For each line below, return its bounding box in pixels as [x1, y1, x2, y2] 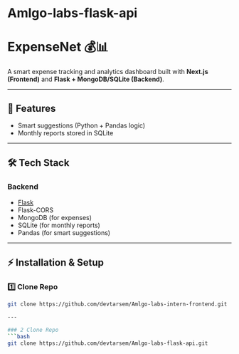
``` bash [7, 333, 31, 340]
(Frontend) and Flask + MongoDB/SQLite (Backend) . [7, 75, 165, 83]
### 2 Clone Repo [7, 326, 59, 334]
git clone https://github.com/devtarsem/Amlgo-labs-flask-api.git [7, 340, 208, 347]
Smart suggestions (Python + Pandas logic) [17, 121, 146, 130]
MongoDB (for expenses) [17, 213, 92, 222]
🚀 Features [7, 102, 56, 115]
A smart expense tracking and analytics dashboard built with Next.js [7, 68, 208, 76]
